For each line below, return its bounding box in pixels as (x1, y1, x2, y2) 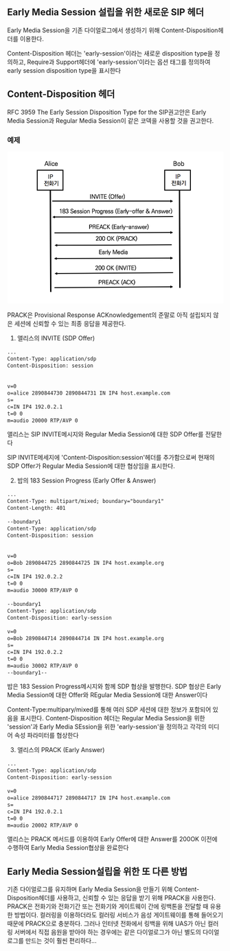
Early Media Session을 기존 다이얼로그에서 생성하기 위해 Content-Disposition (7, 26, 218, 34)
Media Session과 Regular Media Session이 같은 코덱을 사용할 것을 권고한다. (7, 116, 214, 125)
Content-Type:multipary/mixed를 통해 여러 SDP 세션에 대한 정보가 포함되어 (7, 705, 211, 714)
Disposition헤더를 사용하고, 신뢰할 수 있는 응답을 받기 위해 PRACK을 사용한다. (7, 894, 216, 902)
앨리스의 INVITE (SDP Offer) (16, 334, 95, 342)
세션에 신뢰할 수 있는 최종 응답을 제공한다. (14, 320, 126, 328)
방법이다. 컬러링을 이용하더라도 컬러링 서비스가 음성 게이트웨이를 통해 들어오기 (14, 911, 224, 919)
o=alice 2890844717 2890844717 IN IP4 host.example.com (7, 795, 170, 801)
